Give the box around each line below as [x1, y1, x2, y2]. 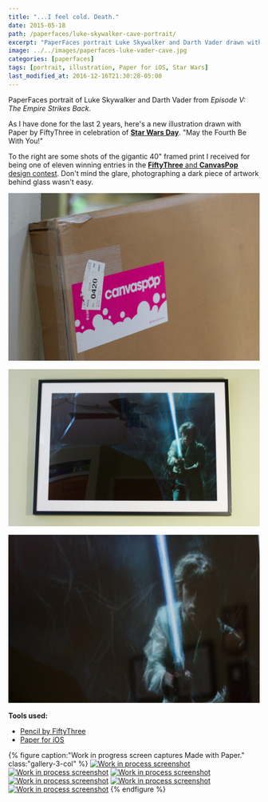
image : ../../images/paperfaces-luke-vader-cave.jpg [8, 46, 187, 55]
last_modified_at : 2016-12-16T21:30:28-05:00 [8, 72, 162, 80]
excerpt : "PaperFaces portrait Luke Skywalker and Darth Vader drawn [8, 38, 245, 46]
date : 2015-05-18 [8, 21, 66, 30]
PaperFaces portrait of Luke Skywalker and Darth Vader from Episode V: [8, 94, 246, 104]
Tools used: [8, 711, 48, 720]
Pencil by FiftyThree [19, 727, 86, 736]
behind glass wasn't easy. [8, 177, 94, 186]
